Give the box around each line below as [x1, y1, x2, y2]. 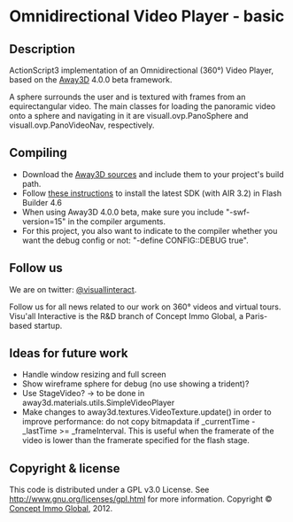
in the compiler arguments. [67, 215, 166, 227]
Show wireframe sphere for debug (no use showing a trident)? [21, 378, 250, 389]
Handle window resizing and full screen [21, 370, 166, 380]
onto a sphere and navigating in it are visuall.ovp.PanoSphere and [9, 111, 249, 121]
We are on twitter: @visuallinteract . [9, 284, 137, 294]
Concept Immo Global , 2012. [9, 503, 113, 514]
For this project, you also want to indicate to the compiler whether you [21, 225, 278, 236]
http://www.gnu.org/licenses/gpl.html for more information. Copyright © [9, 494, 273, 504]
